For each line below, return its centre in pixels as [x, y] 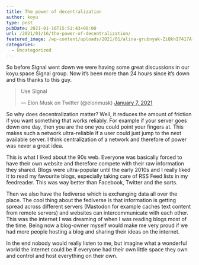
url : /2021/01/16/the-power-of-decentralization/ [69, 34]
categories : [21, 45]
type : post [20, 23]
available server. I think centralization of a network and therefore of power [97, 139]
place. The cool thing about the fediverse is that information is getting [91, 200]
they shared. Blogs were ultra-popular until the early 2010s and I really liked [98, 170]
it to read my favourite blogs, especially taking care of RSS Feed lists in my [97, 176]
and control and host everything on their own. [62, 256]
